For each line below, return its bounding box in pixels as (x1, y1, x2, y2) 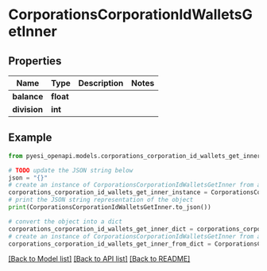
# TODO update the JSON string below (8, 166, 133, 174)
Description (78, 78, 124, 88)
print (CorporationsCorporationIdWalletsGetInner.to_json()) (8, 203, 212, 211)
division (12, 104, 44, 114)
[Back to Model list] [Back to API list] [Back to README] (8, 254, 191, 264)
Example (8, 131, 52, 145)
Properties (8, 54, 62, 68)
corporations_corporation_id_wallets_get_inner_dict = (8, 225, 194, 233)
